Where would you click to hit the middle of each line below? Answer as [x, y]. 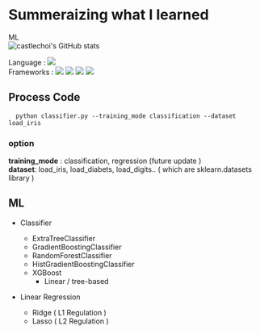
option [21, 143]
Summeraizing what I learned [109, 15]
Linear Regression [50, 297]
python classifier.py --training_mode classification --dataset [126, 116]
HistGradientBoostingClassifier [83, 264]
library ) [21, 178]
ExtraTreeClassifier [63, 238]
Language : [27, 62]
